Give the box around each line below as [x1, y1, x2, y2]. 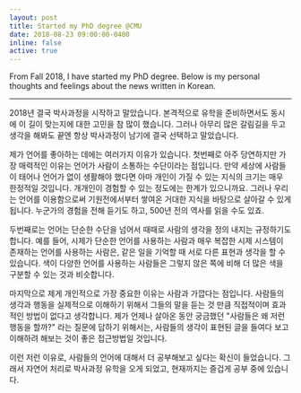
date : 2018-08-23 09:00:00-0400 [9, 30, 130, 39]
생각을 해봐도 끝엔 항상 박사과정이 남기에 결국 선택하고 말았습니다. [9, 130, 239, 141]
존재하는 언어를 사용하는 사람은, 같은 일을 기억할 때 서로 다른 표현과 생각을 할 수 [9, 247, 287, 258]
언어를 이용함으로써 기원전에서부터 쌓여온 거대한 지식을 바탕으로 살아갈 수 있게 [18, 194, 292, 205]
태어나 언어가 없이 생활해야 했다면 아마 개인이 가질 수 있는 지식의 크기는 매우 [18, 171, 284, 182]
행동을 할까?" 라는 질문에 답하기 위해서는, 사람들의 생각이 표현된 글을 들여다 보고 [9, 322, 289, 333]
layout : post [9, 13, 58, 22]
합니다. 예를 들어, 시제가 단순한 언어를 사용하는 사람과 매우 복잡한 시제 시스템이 [9, 235, 284, 247]
